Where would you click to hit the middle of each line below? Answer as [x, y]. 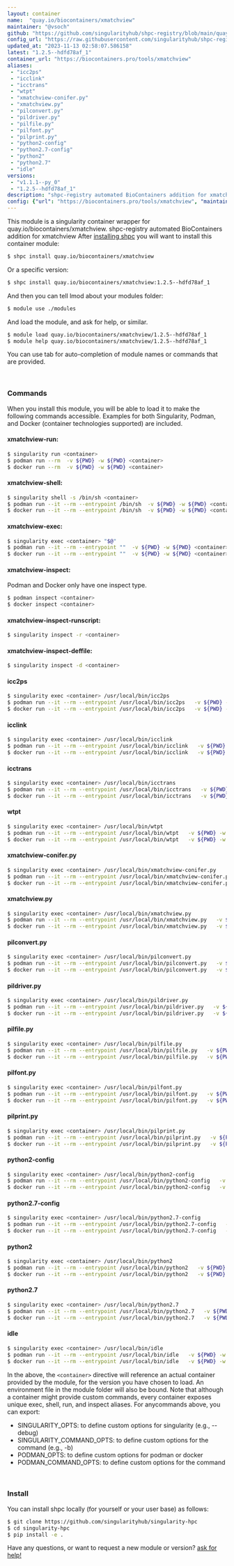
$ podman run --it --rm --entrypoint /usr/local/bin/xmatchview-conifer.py [119, 876]
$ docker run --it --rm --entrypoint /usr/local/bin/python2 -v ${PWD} [117, 1274]
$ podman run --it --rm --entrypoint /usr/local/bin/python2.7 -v [109, 1311]
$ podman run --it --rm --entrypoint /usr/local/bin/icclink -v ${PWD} [117, 746]
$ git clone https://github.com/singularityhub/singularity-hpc [102, 1521]
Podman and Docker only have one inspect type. [77, 585]
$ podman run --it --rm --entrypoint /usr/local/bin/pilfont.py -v [110, 1094]
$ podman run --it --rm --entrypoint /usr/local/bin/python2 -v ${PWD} [117, 1268]
